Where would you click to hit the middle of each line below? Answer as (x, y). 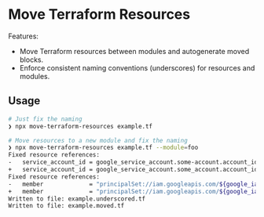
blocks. (31, 60)
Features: (24, 36)
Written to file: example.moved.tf (66, 206)
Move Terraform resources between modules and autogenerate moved (134, 51)
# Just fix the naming (45, 119)
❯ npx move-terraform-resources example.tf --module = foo (103, 148)
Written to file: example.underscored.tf (77, 199)
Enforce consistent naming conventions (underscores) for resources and (137, 67)
